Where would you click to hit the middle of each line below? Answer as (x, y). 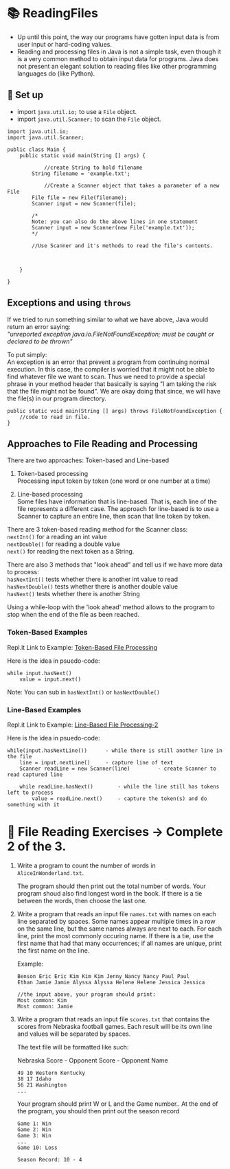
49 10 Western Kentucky (51, 1073)
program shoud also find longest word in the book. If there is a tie (110, 893)
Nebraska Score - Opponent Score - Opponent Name (92, 1060)
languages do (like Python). (56, 73)
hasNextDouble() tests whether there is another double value (93, 587)
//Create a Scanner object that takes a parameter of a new (131, 185)
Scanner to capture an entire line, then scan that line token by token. (114, 517)
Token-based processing (53, 474)
